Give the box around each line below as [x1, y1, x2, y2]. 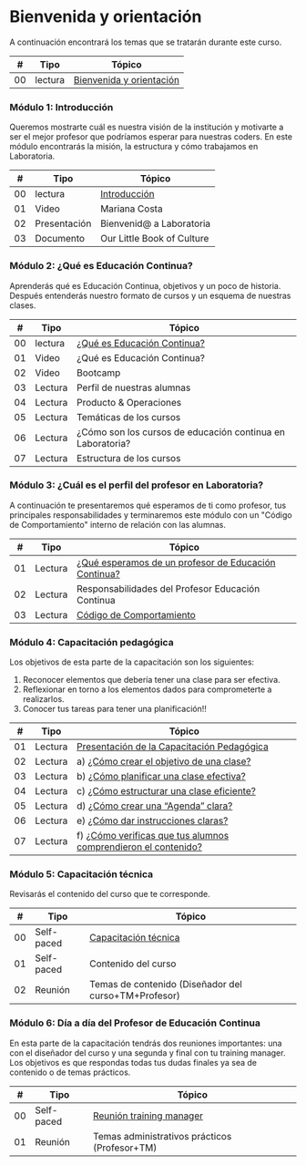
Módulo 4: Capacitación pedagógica [9, 635, 175, 648]
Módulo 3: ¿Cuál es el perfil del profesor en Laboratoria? [9, 479, 264, 491]
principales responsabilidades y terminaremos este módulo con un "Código [9, 509, 293, 521]
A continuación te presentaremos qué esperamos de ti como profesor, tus [9, 500, 287, 511]
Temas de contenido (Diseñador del [89, 978, 243, 991]
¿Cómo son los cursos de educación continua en [76, 426, 285, 439]
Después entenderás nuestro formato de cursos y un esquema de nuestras [9, 290, 291, 301]
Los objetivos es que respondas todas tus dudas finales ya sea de [9, 1057, 258, 1068]
